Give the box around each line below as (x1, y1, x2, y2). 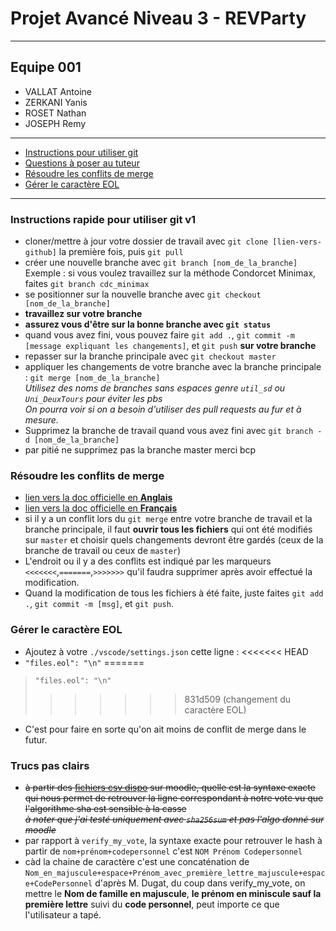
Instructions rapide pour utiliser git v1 (10, 212, 197, 226)
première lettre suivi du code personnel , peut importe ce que (24, 898, 280, 910)
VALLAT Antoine (24, 85, 93, 97)
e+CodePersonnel (24, 878, 93, 889)
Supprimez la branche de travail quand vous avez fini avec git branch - (24, 425, 323, 437)
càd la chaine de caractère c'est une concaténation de (24, 855, 250, 867)
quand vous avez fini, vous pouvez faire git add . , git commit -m (24, 329, 295, 341)
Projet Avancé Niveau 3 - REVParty (10, 7, 307, 30)
